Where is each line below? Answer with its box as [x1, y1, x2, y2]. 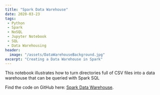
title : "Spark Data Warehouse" [5, 7, 68, 12]
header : [5, 47, 21, 52]
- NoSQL [7, 30, 23, 34]
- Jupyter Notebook [7, 34, 47, 39]
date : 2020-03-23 [5, 12, 40, 16]
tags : [5, 16, 16, 21]
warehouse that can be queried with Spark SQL [5, 75, 100, 81]
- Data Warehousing [7, 43, 47, 48]
